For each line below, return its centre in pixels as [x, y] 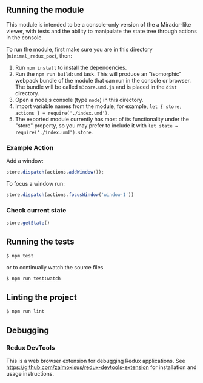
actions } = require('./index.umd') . [62, 112]
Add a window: [25, 161]
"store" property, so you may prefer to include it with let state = [96, 125]
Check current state [36, 210]
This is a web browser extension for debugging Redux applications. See [96, 361]
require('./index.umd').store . [54, 132]
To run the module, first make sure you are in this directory [79, 49]
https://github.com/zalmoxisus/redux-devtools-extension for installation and [101, 367]
